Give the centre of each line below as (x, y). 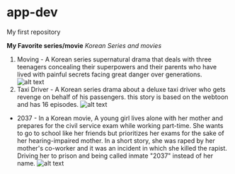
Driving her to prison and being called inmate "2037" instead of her (115, 156)
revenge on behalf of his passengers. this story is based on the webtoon (122, 97)
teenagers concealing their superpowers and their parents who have (117, 66)
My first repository (34, 32)
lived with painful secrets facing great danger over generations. (109, 74)
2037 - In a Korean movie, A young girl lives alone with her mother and (120, 118)
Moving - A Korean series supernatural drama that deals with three (114, 59)
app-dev (32, 12)
